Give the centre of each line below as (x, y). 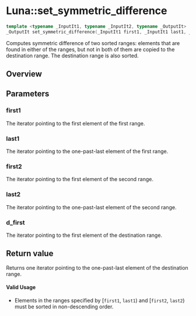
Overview (24, 74)
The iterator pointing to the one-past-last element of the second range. (91, 207)
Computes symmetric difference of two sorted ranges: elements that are (93, 43)
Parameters (28, 94)
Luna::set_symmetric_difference (87, 11)
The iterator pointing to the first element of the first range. (76, 123)
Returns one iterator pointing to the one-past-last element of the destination (97, 267)
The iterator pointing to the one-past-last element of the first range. (87, 151)
